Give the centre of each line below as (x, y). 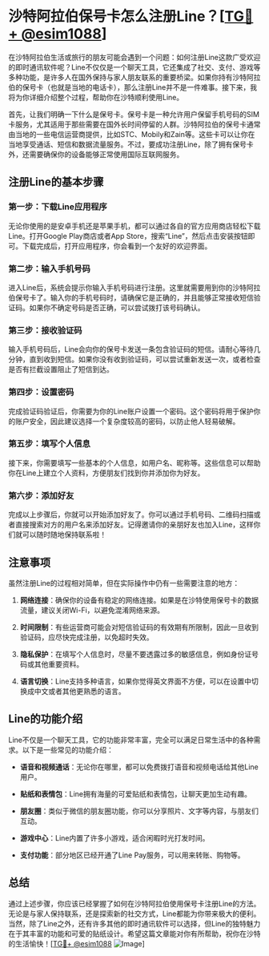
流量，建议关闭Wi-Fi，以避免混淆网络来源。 (92, 610)
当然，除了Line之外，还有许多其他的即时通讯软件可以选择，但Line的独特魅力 (134, 923)
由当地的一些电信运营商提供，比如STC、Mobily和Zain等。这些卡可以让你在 (132, 134)
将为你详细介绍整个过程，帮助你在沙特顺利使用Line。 (96, 97)
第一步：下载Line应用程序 (58, 207)
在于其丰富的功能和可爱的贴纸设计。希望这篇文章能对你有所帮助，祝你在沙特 (134, 934)
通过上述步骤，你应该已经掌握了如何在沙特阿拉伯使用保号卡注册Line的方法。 (134, 903)
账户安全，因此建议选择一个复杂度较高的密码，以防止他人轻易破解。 (127, 421)
